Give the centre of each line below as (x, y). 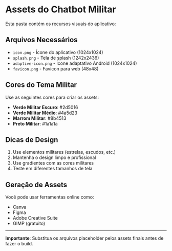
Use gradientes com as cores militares (53, 163)
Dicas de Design (32, 140)
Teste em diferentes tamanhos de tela (52, 169)
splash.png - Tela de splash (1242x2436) (56, 58)
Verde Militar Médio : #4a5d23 (45, 113)
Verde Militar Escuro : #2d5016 (45, 107)
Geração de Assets (36, 184)
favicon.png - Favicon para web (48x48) (56, 68)
